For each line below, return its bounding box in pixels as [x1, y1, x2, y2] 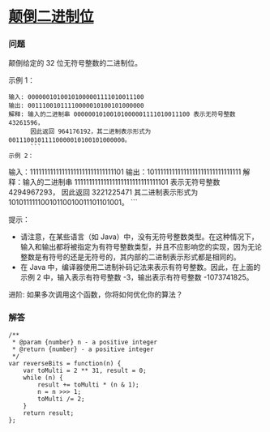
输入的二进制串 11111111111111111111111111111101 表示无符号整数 [22, 178, 221, 187]
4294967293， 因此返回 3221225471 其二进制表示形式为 [8, 187, 199, 197]
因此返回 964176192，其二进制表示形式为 [29, 127, 152, 136]
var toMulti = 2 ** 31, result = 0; [23, 366, 148, 374]
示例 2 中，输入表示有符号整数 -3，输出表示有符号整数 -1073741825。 [19, 272, 254, 282]
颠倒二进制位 [8, 7, 95, 26]
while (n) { [23, 374, 63, 382]
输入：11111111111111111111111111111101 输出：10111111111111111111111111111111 [8, 167, 242, 177]
